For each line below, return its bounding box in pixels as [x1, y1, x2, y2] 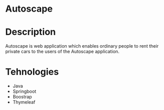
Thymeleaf [12, 99, 36, 105]
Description [5, 26, 56, 38]
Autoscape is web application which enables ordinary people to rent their [5, 43, 159, 49]
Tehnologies [5, 66, 59, 78]
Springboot [12, 88, 37, 94]
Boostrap [12, 94, 32, 100]
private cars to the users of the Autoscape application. [5, 49, 120, 55]
